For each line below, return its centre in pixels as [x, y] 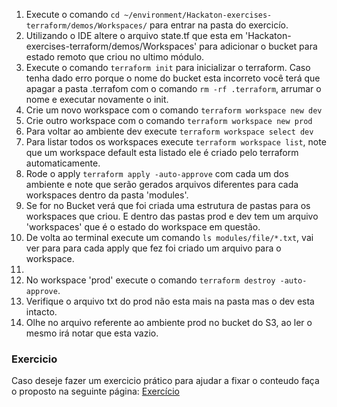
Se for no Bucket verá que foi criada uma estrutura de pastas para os [168, 205]
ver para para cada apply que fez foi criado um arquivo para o [153, 248]
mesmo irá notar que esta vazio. [92, 333]
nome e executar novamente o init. [97, 99]
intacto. [41, 312]
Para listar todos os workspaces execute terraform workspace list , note [176, 142]
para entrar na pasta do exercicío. [219, 25]
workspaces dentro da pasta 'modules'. [107, 195]
